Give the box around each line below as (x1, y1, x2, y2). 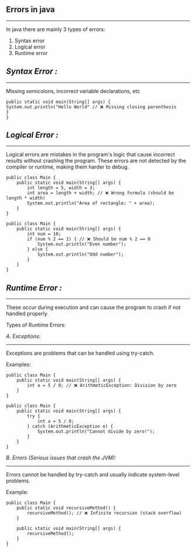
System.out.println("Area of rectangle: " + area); (27, 200, 156, 207)
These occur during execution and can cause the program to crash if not (6, 304, 181, 311)
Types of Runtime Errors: (6, 321, 66, 328)
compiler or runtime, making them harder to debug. (6, 163, 129, 170)
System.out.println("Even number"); (37, 241, 127, 248)
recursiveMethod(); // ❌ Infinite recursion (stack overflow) (27, 510, 182, 516)
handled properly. (6, 310, 49, 317)
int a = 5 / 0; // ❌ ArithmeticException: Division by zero (27, 383, 177, 389)
